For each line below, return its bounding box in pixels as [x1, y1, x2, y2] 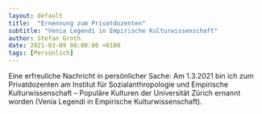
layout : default [8, 11, 63, 20]
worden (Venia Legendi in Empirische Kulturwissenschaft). [8, 97, 203, 106]
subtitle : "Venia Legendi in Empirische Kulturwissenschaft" [8, 26, 218, 35]
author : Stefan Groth [8, 34, 81, 43]
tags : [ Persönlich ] [8, 49, 74, 57]
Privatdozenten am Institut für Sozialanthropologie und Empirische [8, 79, 229, 89]
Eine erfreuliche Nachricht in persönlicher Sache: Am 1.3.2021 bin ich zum [8, 71, 254, 80]
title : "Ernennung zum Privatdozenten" [8, 19, 147, 27]
